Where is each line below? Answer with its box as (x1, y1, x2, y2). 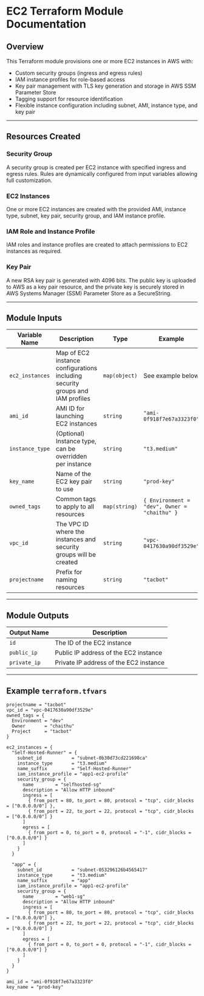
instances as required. (6, 248, 62, 255)
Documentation (6, 17, 87, 31)
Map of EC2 (55, 349, 90, 357)
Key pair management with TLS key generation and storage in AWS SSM (15, 82, 196, 89)
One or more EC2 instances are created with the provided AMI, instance (6, 205, 186, 212)
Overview (6, 41, 44, 52)
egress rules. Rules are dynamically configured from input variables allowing (6, 170, 198, 177)
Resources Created (6, 132, 81, 142)
